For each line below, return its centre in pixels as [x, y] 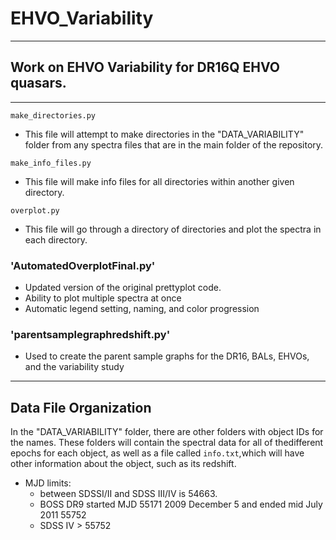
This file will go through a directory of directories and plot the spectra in [173, 229]
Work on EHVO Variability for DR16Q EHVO [145, 67]
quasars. [38, 83]
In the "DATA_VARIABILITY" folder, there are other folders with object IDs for [167, 432]
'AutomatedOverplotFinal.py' [83, 265]
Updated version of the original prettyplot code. [123, 288]
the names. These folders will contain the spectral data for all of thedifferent [167, 443]
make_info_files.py [51, 163]
